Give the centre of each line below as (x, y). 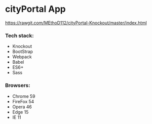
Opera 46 (22, 107)
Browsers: (18, 85)
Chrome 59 (24, 96)
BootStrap (22, 52)
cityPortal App (35, 9)
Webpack (22, 57)
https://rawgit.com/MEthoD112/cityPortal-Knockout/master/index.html (76, 23)
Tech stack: (19, 36)
